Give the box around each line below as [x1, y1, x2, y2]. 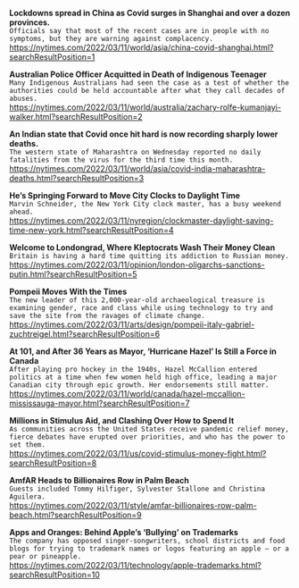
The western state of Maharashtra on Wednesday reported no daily [9, 147, 262, 156]
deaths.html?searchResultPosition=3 [9, 173, 145, 183]
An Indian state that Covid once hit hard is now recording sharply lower [9, 129, 278, 139]
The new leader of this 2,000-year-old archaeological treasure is [9, 296, 266, 305]
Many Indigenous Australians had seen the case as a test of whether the [9, 79, 290, 88]
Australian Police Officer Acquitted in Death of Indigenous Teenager [9, 69, 268, 80]
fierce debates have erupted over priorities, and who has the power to [9, 433, 286, 441]
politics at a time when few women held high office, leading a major [9, 373, 278, 382]
